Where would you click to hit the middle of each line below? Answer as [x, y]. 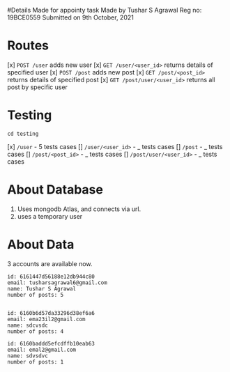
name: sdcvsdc [28, 325]
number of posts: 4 [36, 331]
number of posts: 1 [36, 362]
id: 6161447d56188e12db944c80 [51, 277]
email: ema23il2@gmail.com [46, 319]
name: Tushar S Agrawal [42, 288]
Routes [28, 46]
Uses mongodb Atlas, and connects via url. [79, 209]
